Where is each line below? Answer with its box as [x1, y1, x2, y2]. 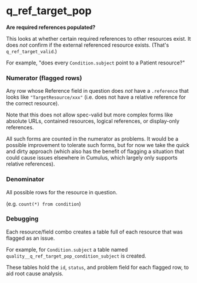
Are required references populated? [6, 24, 96, 31]
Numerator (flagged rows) [6, 74, 82, 82]
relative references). [6, 161, 55, 168]
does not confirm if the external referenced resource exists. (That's [6, 41, 169, 48]
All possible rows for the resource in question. [6, 188, 118, 196]
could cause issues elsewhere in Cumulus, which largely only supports [6, 154, 178, 161]
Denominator [6, 175, 45, 184]
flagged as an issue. [6, 235, 55, 242]
